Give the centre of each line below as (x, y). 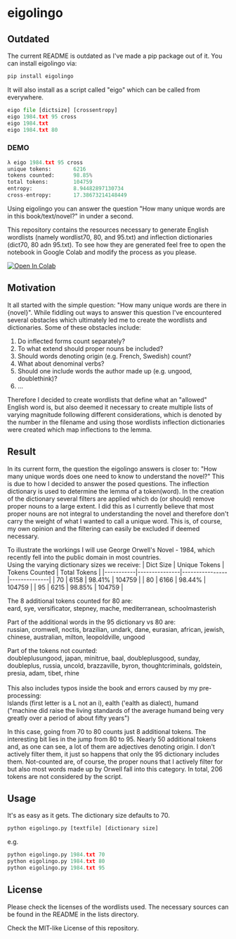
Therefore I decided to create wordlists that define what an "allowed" (107, 399)
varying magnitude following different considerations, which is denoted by (115, 414)
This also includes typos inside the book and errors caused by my (103, 688)
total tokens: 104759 (50, 182)
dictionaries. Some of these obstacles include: (74, 327)
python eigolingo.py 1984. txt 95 (56, 868)
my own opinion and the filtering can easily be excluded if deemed (104, 528)
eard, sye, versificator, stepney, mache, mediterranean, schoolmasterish (112, 608)
